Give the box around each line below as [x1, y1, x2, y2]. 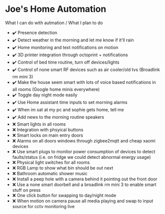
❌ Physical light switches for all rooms [12, 159, 90, 165]
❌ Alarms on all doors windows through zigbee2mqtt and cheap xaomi [12, 138, 156, 143]
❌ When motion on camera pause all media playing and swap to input [12, 198, 154, 204]
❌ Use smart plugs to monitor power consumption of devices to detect [12, 148, 156, 154]
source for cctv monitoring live [12, 203, 75, 209]
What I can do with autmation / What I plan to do [5, 20, 103, 26]
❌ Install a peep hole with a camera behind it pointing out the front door [12, 176, 158, 182]
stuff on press [12, 187, 41, 193]
